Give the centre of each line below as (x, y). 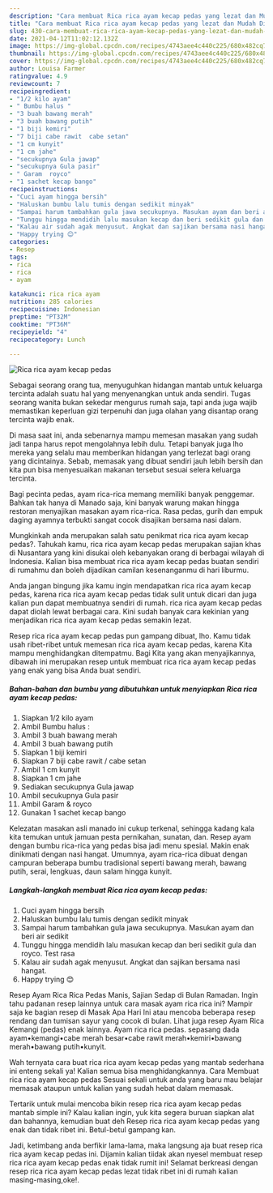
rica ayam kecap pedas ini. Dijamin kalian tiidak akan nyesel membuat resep (136, 1154)
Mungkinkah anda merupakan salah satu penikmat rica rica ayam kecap (129, 536)
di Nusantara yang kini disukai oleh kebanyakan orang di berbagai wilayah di (137, 553)
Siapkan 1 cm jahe (51, 778)
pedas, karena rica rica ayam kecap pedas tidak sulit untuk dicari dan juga (133, 594)
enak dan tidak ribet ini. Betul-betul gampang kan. (93, 1130)
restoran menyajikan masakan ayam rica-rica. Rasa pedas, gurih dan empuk (136, 511)
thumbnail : (28, 53)
